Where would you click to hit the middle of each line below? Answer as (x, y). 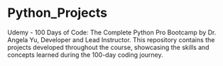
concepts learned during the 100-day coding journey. (85, 55)
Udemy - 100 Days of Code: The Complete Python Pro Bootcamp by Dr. (112, 32)
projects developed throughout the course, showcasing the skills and (108, 47)
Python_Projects (58, 13)
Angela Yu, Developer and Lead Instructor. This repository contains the (111, 39)
